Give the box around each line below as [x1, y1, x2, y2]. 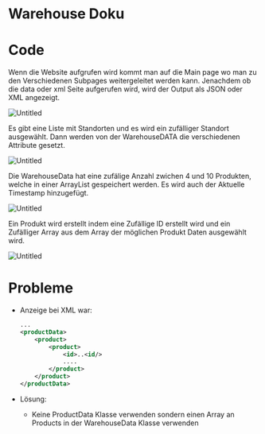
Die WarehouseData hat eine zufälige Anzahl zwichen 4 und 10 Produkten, [8, 172, 252, 181]
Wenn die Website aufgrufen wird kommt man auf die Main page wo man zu [8, 68, 257, 77]
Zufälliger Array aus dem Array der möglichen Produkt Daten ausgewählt [8, 227, 247, 237]
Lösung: [19, 394, 47, 404]
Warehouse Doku [8, 5, 125, 23]
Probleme [8, 279, 74, 297]
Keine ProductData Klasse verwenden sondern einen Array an [31, 409, 235, 419]
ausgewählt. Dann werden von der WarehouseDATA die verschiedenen [8, 132, 240, 141]
